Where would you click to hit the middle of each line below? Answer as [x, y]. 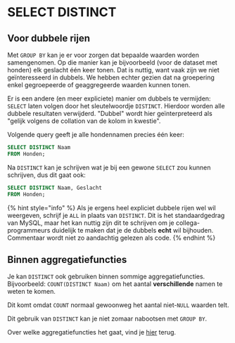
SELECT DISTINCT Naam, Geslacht [55, 188]
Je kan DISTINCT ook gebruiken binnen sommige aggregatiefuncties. [106, 277]
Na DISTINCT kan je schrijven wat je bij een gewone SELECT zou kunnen [109, 167]
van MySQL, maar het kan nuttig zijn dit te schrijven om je [91, 223]
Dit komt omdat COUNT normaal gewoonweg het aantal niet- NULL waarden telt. [118, 305]
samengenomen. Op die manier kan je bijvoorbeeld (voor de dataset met [113, 63]
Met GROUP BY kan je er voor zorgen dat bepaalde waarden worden [103, 55]
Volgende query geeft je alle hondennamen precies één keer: [96, 135]
